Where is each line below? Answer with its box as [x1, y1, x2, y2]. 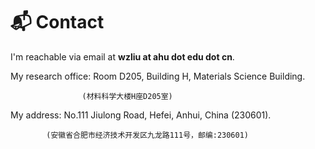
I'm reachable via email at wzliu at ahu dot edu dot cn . [10, 50, 235, 63]
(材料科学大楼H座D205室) [81, 91, 173, 101]
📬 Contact [10, 11, 105, 34]
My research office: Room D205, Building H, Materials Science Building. [10, 70, 306, 82]
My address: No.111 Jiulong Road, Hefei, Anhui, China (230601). [10, 109, 272, 121]
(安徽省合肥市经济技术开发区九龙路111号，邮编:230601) [46, 130, 249, 140]
